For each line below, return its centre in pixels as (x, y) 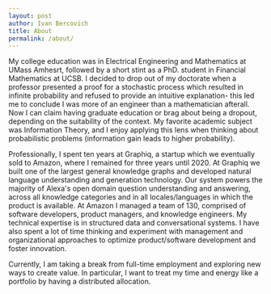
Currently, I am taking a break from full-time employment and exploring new (135, 264)
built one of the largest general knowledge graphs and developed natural (130, 171)
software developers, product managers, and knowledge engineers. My (128, 214)
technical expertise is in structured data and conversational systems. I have (134, 223)
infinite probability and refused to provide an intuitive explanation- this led (131, 96)
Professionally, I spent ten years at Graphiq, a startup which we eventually (132, 154)
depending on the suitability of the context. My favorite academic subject (130, 121)
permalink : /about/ (41, 38)
